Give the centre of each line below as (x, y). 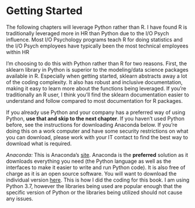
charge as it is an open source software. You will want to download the (91, 173)
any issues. (20, 199)
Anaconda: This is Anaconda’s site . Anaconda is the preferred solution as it (97, 155)
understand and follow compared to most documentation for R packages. (95, 100)
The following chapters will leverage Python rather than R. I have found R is (97, 27)
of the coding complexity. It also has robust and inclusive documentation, (94, 82)
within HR (18, 52)
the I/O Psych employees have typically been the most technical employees (97, 46)
